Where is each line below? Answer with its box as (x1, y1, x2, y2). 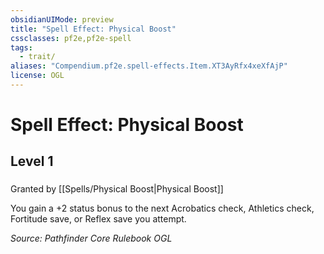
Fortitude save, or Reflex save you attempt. (10, 213, 187, 225)
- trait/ (19, 52, 56, 62)
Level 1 (10, 153, 54, 170)
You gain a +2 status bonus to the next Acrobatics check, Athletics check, (10, 202, 315, 215)
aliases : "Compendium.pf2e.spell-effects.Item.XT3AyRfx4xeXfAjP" (10, 61, 288, 71)
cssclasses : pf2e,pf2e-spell (10, 33, 132, 43)
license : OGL (10, 71, 65, 81)
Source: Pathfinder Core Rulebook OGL (10, 232, 173, 245)
